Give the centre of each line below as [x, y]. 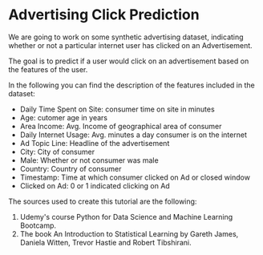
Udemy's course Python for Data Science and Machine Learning [126, 217]
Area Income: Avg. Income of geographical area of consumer [121, 126]
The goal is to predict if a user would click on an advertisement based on [129, 61]
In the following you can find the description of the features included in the [131, 85]
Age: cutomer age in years [64, 117]
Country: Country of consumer [71, 168]
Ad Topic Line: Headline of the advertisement [95, 143]
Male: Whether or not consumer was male [89, 160]
